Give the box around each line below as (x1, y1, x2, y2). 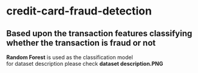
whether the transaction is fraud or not (6, 37, 156, 48)
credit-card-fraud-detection (6, 4, 152, 18)
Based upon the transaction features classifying (6, 28, 193, 39)
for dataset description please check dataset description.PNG (6, 60, 163, 67)
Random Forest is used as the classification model (6, 54, 134, 61)
